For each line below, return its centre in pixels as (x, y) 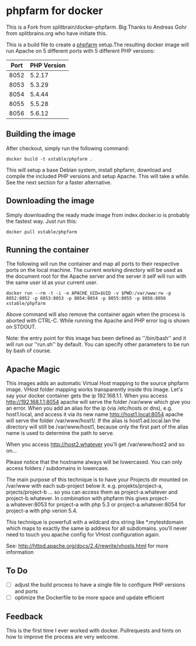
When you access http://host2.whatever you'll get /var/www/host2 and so (95, 444)
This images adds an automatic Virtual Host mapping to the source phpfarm (97, 383)
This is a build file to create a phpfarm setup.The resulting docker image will (97, 45)
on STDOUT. (21, 327)
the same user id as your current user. (52, 283)
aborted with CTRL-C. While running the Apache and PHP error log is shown (98, 321)
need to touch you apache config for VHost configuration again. (83, 535)
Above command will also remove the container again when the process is (96, 314)
